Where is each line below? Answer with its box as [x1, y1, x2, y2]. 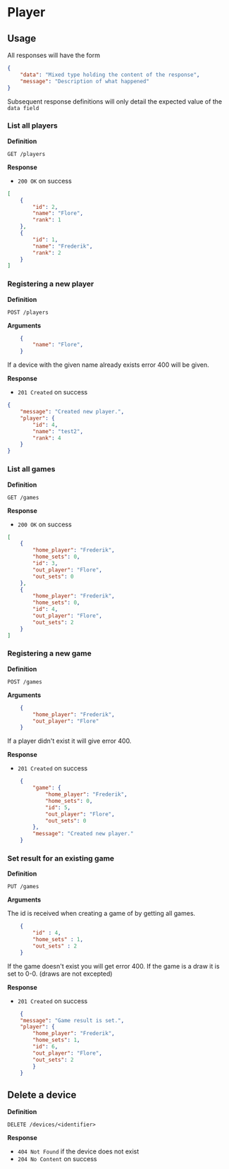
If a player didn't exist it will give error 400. [7, 737, 132, 745]
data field [7, 104, 39, 111]
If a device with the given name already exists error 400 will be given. [7, 361, 209, 369]
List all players [7, 121, 58, 131]
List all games [7, 464, 56, 474]
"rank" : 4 [32, 435, 61, 442]
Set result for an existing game [7, 853, 115, 863]
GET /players [7, 150, 46, 157]
